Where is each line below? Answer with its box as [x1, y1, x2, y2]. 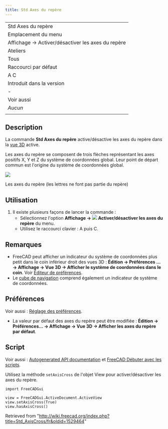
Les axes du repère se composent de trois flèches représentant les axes [5, 152, 154, 158]
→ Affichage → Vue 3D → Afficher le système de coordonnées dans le [12, 264, 161, 270]
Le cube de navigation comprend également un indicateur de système [12, 275, 157, 281]
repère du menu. [20, 220, 55, 226]
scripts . [5, 362, 21, 368]
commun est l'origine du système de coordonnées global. [5, 162, 124, 168]
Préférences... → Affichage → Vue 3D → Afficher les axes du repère [12, 323, 156, 329]
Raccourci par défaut [8, 63, 58, 70]
